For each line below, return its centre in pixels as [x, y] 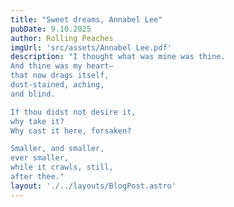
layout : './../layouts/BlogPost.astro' [93, 186]
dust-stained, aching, [57, 85]
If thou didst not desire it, [73, 112]
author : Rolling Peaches [62, 38]
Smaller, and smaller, [57, 149]
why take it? [37, 121]
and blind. [33, 94]
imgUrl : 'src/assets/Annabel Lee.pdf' [91, 47]
